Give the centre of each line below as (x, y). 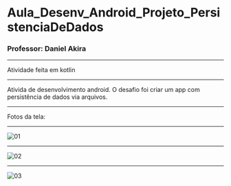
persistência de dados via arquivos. (57, 97)
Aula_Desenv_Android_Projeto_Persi (114, 13)
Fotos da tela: (26, 117)
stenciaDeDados (55, 27)
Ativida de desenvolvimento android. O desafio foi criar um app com (104, 90)
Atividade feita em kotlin (41, 70)
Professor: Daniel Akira (47, 49)
